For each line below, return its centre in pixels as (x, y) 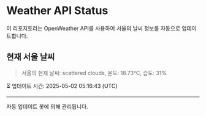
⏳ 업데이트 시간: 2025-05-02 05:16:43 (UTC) (62, 85)
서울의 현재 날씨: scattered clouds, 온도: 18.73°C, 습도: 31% (94, 73)
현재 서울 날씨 (31, 57)
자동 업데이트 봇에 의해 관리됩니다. (47, 106)
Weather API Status (57, 11)
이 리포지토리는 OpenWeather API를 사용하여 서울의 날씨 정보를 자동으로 (93, 28)
